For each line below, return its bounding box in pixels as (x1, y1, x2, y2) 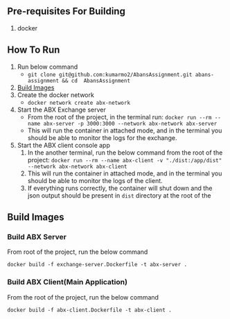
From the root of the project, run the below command (7, 293, 159, 301)
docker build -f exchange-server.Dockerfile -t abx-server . (7, 261, 188, 268)
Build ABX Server (7, 232, 67, 241)
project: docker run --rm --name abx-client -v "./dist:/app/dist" (27, 155, 222, 164)
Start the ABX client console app (17, 141, 111, 149)
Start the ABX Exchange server (17, 105, 106, 114)
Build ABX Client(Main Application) (7, 277, 128, 287)
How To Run (7, 44, 60, 56)
